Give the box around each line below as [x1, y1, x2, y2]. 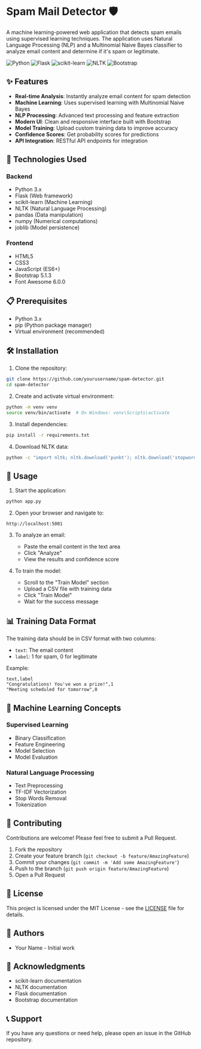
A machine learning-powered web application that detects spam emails [6, 28, 182, 36]
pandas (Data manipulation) [14, 211, 84, 218]
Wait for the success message [23, 598, 99, 605]
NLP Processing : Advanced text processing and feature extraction [14, 111, 179, 118]
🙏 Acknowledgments [6, 961, 86, 971]
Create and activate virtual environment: [14, 393, 114, 400]
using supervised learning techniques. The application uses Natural [6, 35, 173, 42]
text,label [6, 676, 33, 682]
